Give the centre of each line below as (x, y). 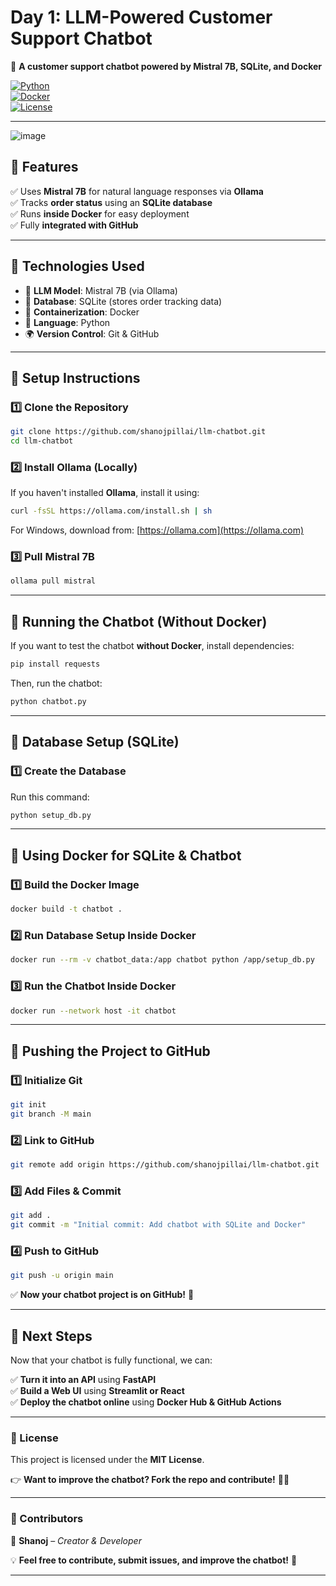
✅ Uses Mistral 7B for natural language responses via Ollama (137, 191)
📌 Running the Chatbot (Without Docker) (139, 621)
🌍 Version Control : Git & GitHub (92, 333)
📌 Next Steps (51, 1336)
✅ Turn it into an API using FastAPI (83, 1380)
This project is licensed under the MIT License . (107, 1460)
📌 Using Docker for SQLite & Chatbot (126, 855)
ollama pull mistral (53, 581)
